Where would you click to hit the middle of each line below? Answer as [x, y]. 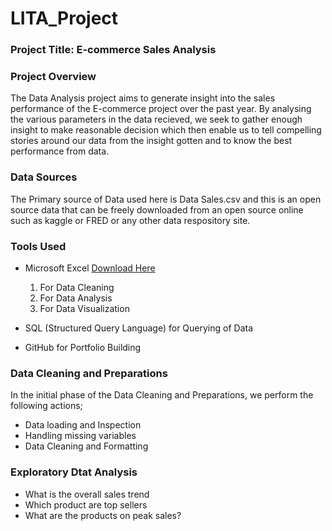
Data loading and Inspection [83, 425]
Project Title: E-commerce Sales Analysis [113, 50]
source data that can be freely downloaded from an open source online [157, 209]
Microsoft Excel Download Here [90, 268]
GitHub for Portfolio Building [83, 347]
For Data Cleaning [77, 287]
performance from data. [60, 151]
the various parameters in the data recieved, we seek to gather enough [156, 119]
